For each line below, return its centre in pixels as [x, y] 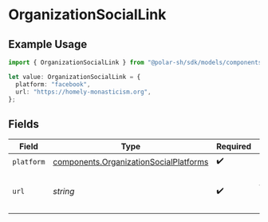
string [64, 192]
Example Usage [48, 44]
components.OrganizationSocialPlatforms [131, 161]
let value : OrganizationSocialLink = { [75, 77]
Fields [24, 124]
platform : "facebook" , [53, 84]
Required [234, 147]
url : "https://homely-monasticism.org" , [83, 92]
